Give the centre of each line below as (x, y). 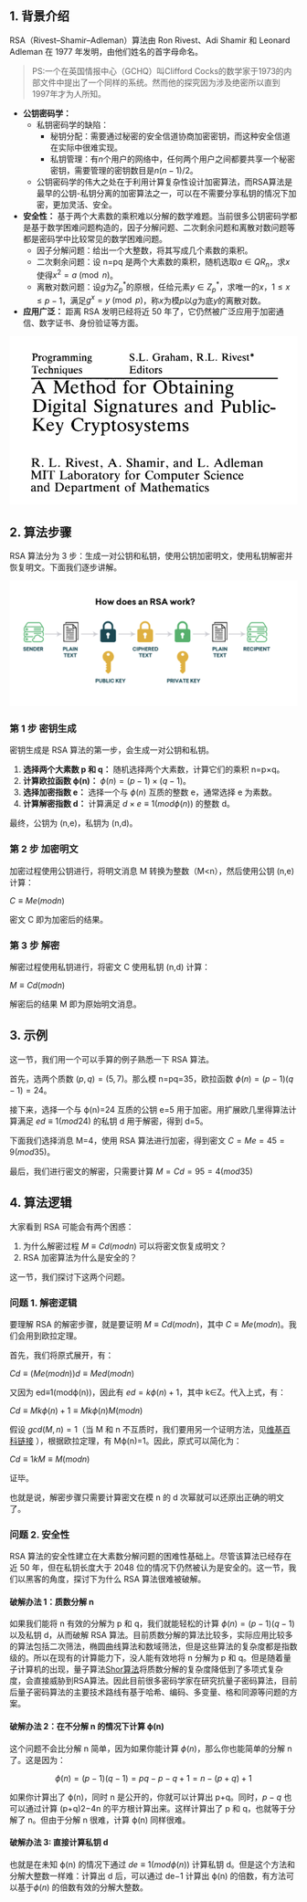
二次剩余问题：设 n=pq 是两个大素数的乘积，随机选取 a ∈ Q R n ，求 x (163, 263)
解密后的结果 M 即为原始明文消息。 (75, 1004)
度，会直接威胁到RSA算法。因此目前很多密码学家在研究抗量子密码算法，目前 (153, 1681)
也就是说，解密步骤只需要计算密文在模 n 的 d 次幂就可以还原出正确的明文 (147, 1497)
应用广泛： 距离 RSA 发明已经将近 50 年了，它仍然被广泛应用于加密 (149, 312)
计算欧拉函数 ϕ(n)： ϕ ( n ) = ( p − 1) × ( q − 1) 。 (107, 781)
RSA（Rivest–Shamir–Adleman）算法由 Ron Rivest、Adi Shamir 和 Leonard (150, 40)
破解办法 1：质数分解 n (52, 1601)
